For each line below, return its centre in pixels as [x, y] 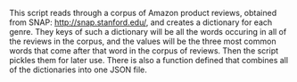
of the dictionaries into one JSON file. [78, 70]
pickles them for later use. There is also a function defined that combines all [148, 60]
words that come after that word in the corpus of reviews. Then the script [144, 51]
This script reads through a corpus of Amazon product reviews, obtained [143, 13]
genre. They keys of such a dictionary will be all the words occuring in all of [148, 32]
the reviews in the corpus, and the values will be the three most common [143, 41]
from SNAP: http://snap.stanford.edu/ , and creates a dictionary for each [141, 22]
